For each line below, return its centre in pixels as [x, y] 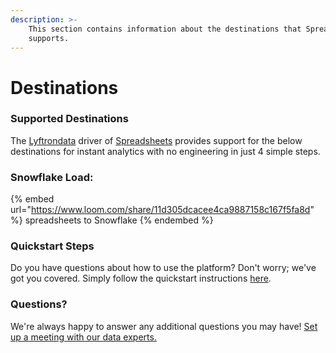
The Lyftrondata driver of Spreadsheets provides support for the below [156, 140]
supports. [49, 38]
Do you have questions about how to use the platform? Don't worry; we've [163, 268]
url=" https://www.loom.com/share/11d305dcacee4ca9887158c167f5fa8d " [162, 210]
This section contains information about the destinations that [165, 29]
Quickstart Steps [52, 246]
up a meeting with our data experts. [83, 337]
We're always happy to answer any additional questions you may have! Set [164, 326]
